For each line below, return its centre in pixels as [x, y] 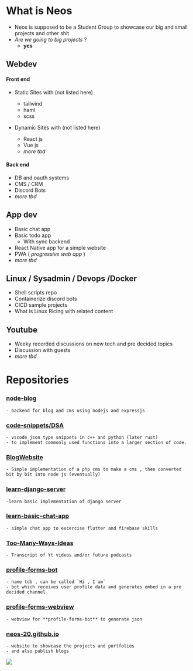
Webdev [22, 64]
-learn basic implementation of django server [64, 501]
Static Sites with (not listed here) [54, 92]
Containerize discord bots [46, 299]
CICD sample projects [41, 305]
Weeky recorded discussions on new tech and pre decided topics [94, 344]
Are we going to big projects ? [51, 39]
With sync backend [46, 241]
